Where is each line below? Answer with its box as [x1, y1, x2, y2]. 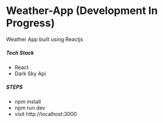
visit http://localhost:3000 [14, 110, 77, 117]
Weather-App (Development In [6, 4, 158, 17]
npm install [14, 98, 41, 105]
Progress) [6, 16, 56, 30]
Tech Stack [6, 49, 34, 56]
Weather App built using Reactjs [6, 36, 84, 43]
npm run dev [14, 104, 46, 111]
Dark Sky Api [14, 70, 46, 77]
